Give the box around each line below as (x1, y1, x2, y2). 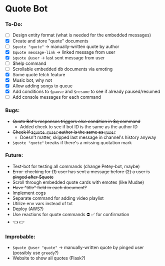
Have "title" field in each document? (12, 184, 87, 190)
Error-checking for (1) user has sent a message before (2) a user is (12, 168, 150, 175)
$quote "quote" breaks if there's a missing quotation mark (12, 139, 132, 145)
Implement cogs (12, 190, 46, 196)
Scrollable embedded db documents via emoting (12, 66, 113, 72)
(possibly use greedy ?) (12, 250, 59, 256)
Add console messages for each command (12, 94, 101, 100)
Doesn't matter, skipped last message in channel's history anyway (19, 134, 156, 140)
